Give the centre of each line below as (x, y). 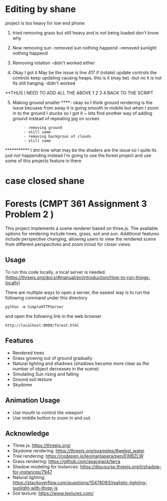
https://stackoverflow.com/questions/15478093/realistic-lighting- (80, 483)
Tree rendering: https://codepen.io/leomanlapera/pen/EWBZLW (78, 456)
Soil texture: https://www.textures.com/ (53, 493)
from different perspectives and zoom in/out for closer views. (68, 244)
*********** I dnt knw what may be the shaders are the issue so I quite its (81, 150)
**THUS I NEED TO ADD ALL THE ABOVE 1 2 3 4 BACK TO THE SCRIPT (79, 93)
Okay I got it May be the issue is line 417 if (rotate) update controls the (84, 72)
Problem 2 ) (29, 214)
